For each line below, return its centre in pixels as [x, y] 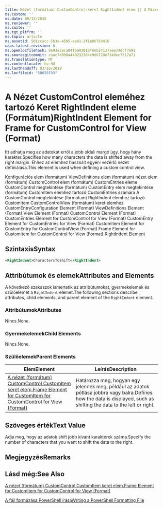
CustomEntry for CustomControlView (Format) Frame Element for [70, 228]
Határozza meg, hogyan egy [108, 380]
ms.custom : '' [19, 14]
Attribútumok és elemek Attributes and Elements [80, 275]
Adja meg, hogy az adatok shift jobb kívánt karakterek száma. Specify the [78, 437]
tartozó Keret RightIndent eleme [71, 107]
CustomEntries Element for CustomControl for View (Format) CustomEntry [79, 218]
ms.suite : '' [18, 28]
